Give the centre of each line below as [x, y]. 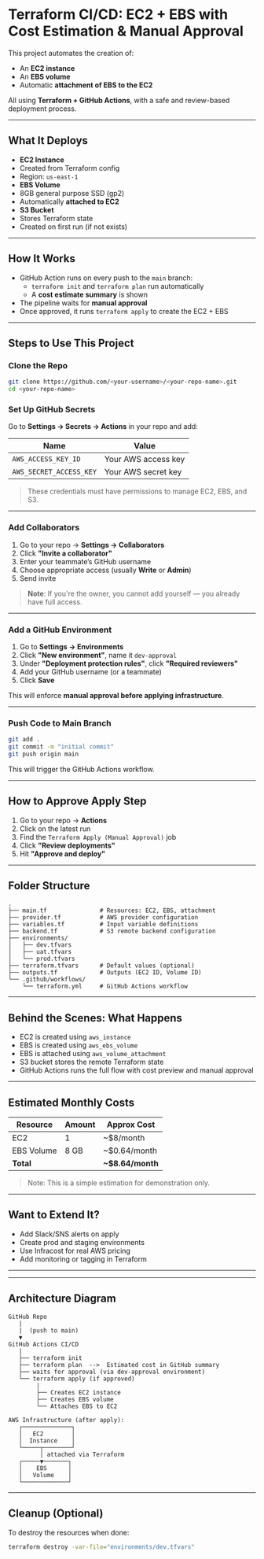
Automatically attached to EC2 [69, 201]
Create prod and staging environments [82, 1242]
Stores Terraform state [56, 218]
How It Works [42, 259]
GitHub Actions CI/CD [44, 1344]
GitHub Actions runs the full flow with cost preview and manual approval [136, 1070]
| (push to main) [49, 1330]
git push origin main [44, 754]
